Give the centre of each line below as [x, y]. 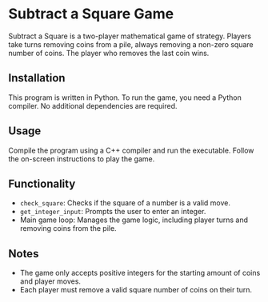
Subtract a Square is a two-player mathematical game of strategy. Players [130, 36]
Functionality [42, 183]
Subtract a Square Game [91, 14]
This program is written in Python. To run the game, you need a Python [125, 97]
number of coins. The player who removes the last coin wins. [109, 53]
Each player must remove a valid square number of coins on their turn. [136, 290]
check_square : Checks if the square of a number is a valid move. [125, 203]
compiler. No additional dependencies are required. [93, 105]
